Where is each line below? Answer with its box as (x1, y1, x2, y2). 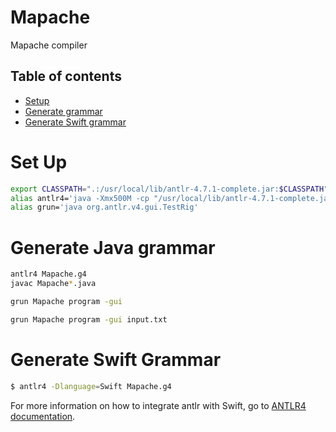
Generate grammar (24, 105, 103, 117)
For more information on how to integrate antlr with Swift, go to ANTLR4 (10, 399, 307, 411)
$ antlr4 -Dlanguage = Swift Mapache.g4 (10, 381, 172, 391)
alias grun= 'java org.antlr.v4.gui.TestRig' (10, 202, 199, 213)
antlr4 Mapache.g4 (10, 269, 87, 280)
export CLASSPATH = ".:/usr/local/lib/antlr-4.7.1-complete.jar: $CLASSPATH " (10, 184, 329, 194)
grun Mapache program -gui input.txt (10, 314, 168, 325)
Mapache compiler (10, 39, 88, 51)
